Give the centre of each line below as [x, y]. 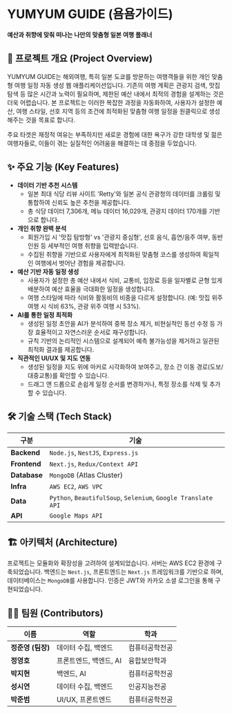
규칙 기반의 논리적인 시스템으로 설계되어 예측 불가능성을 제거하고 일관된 [123, 340]
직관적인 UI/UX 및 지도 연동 [54, 358]
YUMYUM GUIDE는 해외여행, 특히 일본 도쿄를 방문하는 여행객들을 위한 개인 [109, 76]
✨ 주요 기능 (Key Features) [63, 167]
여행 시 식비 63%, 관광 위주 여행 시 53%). [84, 306]
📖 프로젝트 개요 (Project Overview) [80, 58]
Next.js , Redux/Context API [94, 464]
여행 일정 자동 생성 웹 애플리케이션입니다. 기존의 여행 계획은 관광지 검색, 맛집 [117, 85]
